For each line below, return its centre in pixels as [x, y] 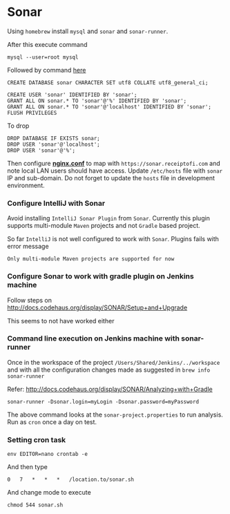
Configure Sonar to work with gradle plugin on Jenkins [101, 276]
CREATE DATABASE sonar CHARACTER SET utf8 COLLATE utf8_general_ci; [108, 83]
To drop [18, 126]
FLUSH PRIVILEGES [32, 113]
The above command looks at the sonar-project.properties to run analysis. [115, 415]
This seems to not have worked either [61, 321]
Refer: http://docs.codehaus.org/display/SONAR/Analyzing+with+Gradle [110, 389]
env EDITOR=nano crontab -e [48, 454]
